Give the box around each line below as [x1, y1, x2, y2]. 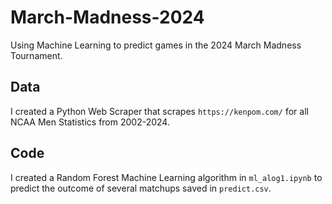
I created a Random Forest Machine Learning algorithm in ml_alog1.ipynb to [10, 171, 323, 183]
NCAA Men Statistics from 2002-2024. [10, 116, 170, 128]
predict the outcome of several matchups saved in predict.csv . [10, 182, 272, 194]
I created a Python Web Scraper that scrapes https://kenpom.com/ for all [10, 105, 309, 117]
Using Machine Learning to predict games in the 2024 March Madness [10, 39, 302, 51]
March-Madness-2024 [10, 6, 205, 29]
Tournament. [10, 49, 63, 61]
